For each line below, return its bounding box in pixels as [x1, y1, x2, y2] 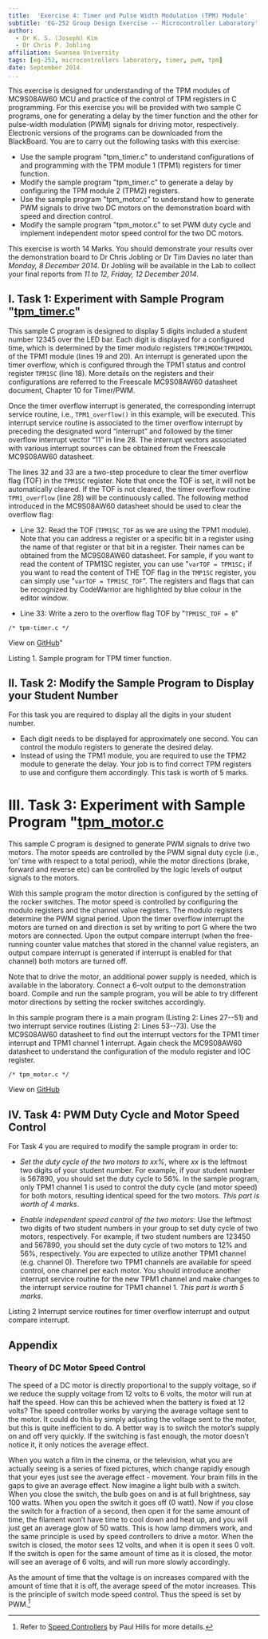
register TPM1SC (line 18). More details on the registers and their [8, 368, 215, 378]
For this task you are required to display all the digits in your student [8, 710, 231, 719]
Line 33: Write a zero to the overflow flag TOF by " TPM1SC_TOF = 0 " [19, 608, 239, 618]
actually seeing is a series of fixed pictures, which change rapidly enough [8, 1463, 250, 1473]
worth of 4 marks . [19, 1199, 80, 1209]
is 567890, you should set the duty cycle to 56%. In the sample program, [19, 1174, 259, 1184]
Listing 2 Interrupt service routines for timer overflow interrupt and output [8, 1307, 250, 1316]
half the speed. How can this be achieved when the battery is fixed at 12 [8, 1397, 246, 1407]
